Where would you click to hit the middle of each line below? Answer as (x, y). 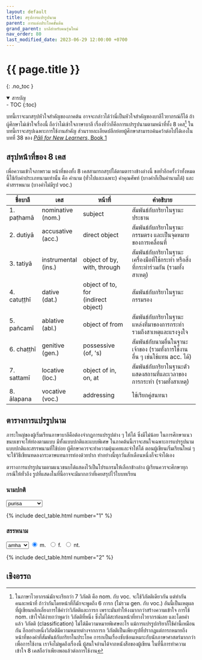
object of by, (101, 260)
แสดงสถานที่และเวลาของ (159, 374)
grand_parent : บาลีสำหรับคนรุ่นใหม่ (42, 29)
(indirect (95, 300)
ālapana (20, 399)
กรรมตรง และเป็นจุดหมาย (161, 235)
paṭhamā (22, 218)
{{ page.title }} (43, 69)
